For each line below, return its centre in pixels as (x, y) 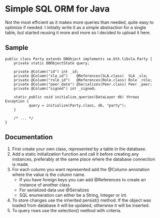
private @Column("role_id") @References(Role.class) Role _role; (83, 80)
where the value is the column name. (49, 174)
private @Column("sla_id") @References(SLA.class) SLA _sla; (81, 76)
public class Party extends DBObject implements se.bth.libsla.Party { (79, 59)
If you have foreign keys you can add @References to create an (82, 179)
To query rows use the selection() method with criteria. (67, 210)
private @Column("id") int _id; (46, 72)
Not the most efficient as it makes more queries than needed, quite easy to (79, 22)
